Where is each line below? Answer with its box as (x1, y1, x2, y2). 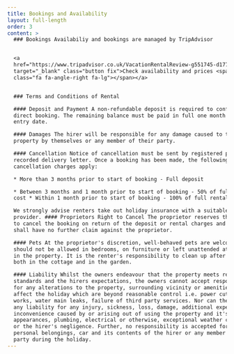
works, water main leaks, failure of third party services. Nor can (13, 297, 217, 304)
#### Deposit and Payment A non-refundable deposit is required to (13, 105, 214, 112)
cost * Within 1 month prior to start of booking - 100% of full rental (13, 194, 229, 202)
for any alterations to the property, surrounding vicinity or (13, 284, 201, 291)
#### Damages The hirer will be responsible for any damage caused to (13, 131, 223, 138)
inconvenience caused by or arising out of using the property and (13, 310, 214, 317)
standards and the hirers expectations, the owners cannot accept (13, 278, 210, 285)
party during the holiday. (13, 336, 92, 343)
